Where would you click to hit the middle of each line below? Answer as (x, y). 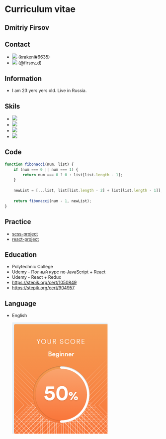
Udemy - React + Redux (37, 277)
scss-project (25, 234)
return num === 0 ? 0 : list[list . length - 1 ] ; (73, 175)
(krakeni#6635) (34, 57)
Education (21, 255)
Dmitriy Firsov (27, 28)
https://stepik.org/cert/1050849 (44, 283)
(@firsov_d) (30, 63)
